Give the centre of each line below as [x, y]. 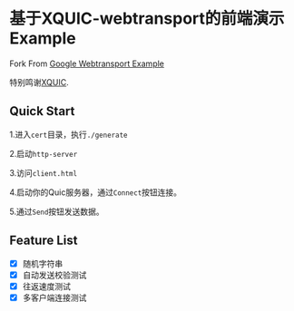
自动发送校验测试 [54, 275]
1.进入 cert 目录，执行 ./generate [69, 134]
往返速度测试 [46, 286]
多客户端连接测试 [54, 297]
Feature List [44, 241]
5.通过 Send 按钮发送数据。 [57, 211]
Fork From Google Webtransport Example [87, 63]
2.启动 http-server [44, 153]
